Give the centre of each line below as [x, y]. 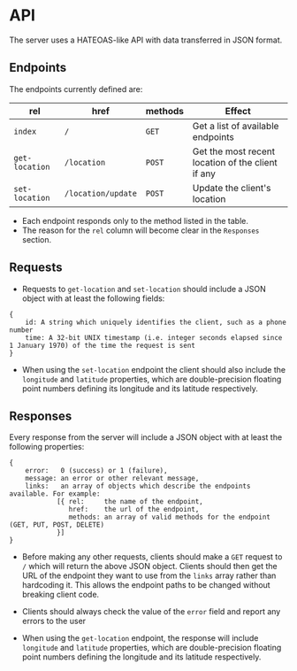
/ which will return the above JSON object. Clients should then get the [149, 567]
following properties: [47, 447]
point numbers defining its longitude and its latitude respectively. [140, 388]
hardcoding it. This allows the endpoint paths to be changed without [146, 585]
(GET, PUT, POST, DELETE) [57, 525]
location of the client [235, 162]
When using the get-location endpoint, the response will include [140, 638]
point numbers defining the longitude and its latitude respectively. [141, 657]
